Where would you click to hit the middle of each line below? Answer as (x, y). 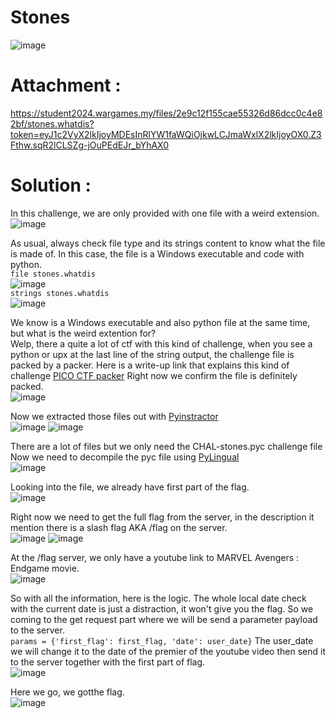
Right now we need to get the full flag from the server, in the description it (162, 517)
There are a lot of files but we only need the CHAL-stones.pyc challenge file (166, 446)
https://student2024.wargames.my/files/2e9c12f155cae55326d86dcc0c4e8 (166, 113)
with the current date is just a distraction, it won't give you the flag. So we (162, 608)
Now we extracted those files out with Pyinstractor (114, 416)
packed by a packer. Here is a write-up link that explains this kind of (150, 365)
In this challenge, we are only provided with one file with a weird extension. (165, 213)
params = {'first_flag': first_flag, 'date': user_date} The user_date (162, 640)
